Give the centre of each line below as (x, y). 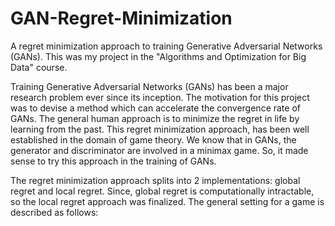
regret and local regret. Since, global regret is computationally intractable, (162, 191)
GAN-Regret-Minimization (121, 18)
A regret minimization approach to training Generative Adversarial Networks (166, 46)
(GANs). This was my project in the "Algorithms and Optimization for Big (158, 56)
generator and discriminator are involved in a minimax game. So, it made (159, 150)
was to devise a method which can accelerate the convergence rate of (155, 108)
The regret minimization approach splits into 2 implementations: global (155, 180)
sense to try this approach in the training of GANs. (113, 161)
